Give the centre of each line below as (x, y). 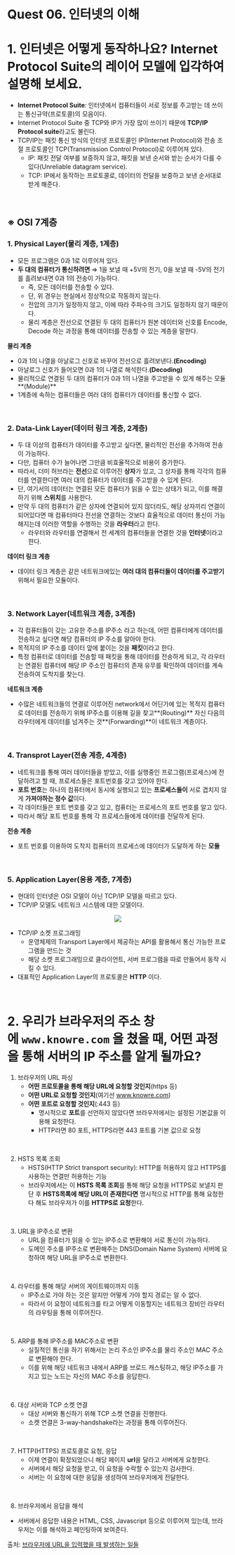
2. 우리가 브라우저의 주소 (74, 1022)
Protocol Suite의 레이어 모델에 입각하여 (116, 67)
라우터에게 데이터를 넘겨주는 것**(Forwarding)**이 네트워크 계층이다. (113, 722)
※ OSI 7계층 (32, 222)
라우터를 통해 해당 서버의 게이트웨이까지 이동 (79, 1286)
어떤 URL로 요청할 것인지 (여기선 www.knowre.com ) (99, 1095)
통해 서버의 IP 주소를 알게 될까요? (112, 1057)
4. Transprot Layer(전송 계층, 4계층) (67, 755)
